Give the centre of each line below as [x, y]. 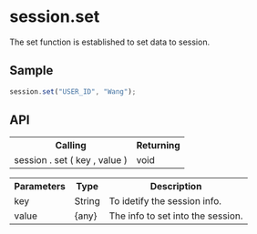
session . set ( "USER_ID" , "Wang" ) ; [73, 92]
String [87, 201]
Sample [31, 71]
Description [176, 187]
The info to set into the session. [176, 216]
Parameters [40, 187]
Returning [158, 146]
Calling [71, 146]
